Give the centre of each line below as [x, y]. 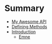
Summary [24, 8]
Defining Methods [29, 26]
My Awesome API [29, 22]
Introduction [24, 32]
